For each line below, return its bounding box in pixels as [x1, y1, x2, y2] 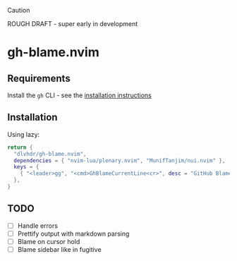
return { [7, 144, 33, 151]
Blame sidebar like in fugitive [17, 245, 102, 253]
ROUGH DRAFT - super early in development [7, 20, 138, 28]
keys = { [13, 164, 39, 171]
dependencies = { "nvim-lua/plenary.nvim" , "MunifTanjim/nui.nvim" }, [13, 157, 226, 164]
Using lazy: [7, 130, 40, 138]
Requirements [7, 72, 71, 84]
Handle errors [17, 221, 59, 230]
